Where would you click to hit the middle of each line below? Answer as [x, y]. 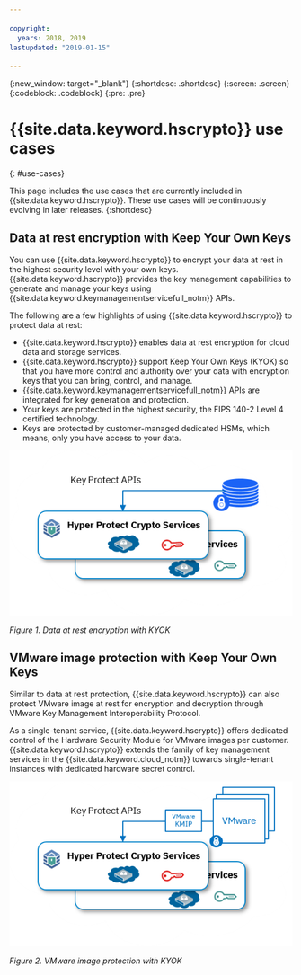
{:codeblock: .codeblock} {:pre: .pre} [77, 93]
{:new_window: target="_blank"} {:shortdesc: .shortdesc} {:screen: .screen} [150, 84]
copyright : [30, 28]
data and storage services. [72, 351]
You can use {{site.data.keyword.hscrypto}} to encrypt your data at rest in [146, 260]
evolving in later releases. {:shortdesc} [81, 210]
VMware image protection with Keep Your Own [143, 658]
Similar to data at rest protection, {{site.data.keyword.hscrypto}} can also [145, 694]
